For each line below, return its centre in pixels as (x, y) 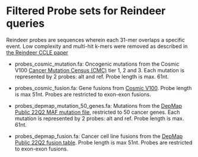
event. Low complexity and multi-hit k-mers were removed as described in (97, 46)
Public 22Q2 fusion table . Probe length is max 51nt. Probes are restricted (103, 142)
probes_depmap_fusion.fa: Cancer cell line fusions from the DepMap (99, 136)
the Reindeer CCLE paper (37, 52)
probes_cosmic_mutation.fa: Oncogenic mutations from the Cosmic (97, 64)
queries (25, 23)
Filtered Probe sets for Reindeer (86, 11)
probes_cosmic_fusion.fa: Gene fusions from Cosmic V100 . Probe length (103, 88)
